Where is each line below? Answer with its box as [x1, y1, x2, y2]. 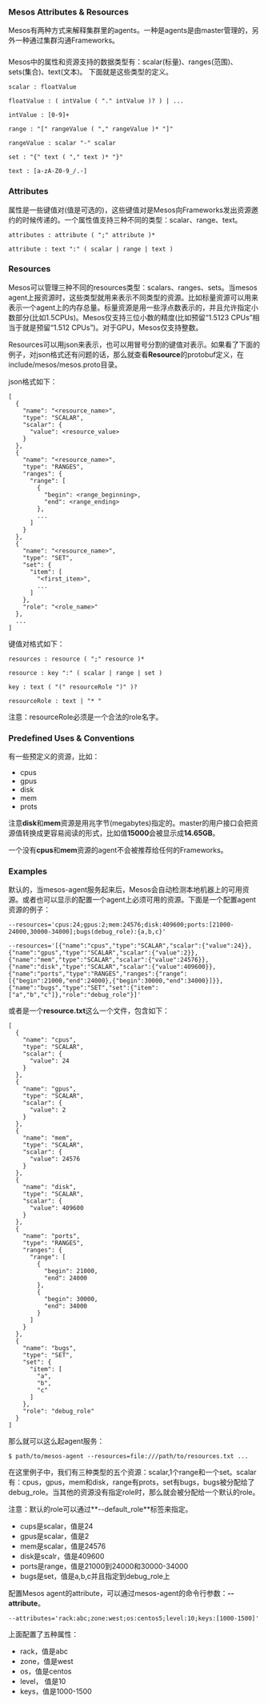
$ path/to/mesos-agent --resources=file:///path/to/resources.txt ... [8, 1453, 249, 1461]
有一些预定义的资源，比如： [8, 752, 100, 762]
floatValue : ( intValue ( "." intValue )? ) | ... [8, 97, 184, 106]
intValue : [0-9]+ [8, 111, 70, 119]
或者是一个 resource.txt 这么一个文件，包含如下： [8, 1006, 170, 1015]
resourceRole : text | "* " [8, 697, 102, 705]
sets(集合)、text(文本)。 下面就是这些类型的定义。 [8, 67, 174, 77]
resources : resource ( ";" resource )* [8, 655, 146, 663]
